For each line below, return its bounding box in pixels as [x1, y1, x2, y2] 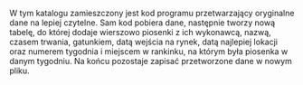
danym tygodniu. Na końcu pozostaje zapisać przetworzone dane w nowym [9, 56, 292, 66]
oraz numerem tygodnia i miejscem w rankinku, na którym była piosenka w [9, 46, 289, 57]
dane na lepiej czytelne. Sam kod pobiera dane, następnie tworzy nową [9, 17, 276, 28]
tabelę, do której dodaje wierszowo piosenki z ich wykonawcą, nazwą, [9, 27, 271, 37]
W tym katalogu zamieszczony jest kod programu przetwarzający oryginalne [9, 8, 295, 18]
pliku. [9, 65, 30, 76]
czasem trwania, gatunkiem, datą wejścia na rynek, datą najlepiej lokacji [9, 36, 279, 47]
